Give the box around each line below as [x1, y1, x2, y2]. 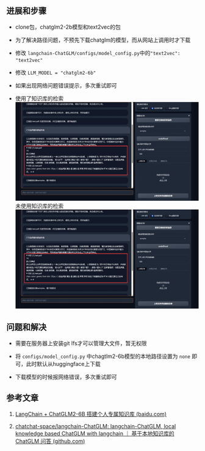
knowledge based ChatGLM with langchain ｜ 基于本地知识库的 [15, 430, 175, 437]
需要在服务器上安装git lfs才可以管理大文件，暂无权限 [15, 339, 147, 347]
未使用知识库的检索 [15, 203, 64, 210]
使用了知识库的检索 [15, 94, 64, 102]
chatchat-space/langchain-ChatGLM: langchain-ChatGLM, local [15, 422, 176, 430]
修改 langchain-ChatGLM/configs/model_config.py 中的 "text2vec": [15, 49, 181, 56]
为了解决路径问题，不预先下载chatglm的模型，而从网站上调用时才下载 [15, 36, 191, 43]
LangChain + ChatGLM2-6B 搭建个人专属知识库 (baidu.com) [15, 410, 167, 417]
